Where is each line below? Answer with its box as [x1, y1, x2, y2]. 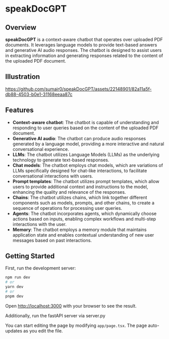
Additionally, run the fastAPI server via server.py [5, 312, 106, 318]
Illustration [5, 73, 40, 81]
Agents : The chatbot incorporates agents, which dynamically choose [12, 210, 157, 216]
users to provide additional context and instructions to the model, [12, 184, 148, 190]
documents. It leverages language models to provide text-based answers [5, 42, 157, 48]
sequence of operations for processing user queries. [12, 205, 123, 211]
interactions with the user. [12, 221, 67, 227]
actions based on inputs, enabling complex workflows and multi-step [12, 215, 156, 222]
